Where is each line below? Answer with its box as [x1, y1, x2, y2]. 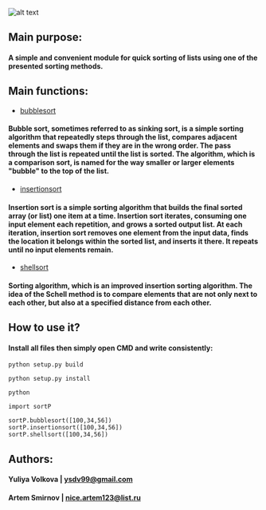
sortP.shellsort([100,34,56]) [8, 431, 109, 439]
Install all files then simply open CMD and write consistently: [8, 343, 213, 353]
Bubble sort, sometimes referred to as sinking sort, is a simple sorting [8, 124, 244, 133]
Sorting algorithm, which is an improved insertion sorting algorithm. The [8, 280, 253, 291]
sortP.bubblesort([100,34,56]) [8, 417, 112, 425]
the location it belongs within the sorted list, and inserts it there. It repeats [8, 236, 259, 246]
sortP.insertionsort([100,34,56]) [8, 424, 123, 432]
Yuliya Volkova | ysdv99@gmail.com [8, 475, 133, 484]
